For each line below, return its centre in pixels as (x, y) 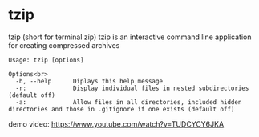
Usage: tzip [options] (46, 60)
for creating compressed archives (64, 45)
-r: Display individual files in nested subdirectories (132, 88)
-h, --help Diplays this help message (89, 81)
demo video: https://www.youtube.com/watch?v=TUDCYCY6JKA (116, 124)
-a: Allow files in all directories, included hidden (129, 102)
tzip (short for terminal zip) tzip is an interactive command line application (130, 37)
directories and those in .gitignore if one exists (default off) (121, 109)
